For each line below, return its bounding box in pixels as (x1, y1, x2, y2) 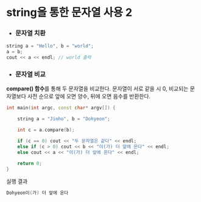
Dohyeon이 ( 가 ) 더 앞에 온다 (6, 190, 69, 196)
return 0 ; (17, 160, 43, 167)
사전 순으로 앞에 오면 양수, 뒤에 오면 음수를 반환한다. (27, 93, 151, 100)
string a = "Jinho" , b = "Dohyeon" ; (17, 116, 111, 122)
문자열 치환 (15, 29, 46, 37)
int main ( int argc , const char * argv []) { (6, 105, 116, 111)
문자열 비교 (15, 70, 46, 79)
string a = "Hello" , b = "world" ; (6, 43, 94, 49)
